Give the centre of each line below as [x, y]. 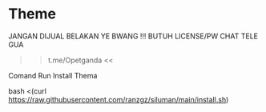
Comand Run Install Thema [53, 75]
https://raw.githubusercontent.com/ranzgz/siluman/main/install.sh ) [119, 99]
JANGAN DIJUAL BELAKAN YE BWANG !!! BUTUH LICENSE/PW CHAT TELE [133, 36]
